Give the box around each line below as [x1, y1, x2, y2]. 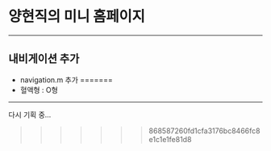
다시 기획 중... [8, 110, 52, 120]
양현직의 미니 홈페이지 [8, 7, 145, 26]
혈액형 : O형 [19, 85, 58, 94]
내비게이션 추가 [8, 52, 80, 65]
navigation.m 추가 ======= [19, 74, 113, 85]
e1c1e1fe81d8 [148, 134, 192, 144]
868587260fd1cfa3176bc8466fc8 [148, 126, 261, 136]
